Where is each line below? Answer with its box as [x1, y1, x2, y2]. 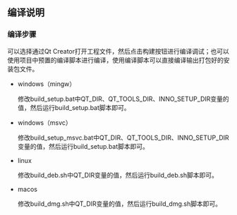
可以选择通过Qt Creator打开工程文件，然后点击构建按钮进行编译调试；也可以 [7, 47, 229, 55]
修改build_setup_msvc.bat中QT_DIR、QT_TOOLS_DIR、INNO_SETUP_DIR [17, 133, 229, 142]
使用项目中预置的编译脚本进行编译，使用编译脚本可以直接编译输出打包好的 [7, 56, 224, 64]
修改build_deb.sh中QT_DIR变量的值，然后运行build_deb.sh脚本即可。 [17, 171, 219, 179]
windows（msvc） [17, 118, 72, 127]
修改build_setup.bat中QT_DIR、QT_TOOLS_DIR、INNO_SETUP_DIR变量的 [17, 94, 229, 103]
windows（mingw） [17, 80, 76, 88]
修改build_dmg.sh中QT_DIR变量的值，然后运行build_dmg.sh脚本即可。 [17, 199, 222, 208]
